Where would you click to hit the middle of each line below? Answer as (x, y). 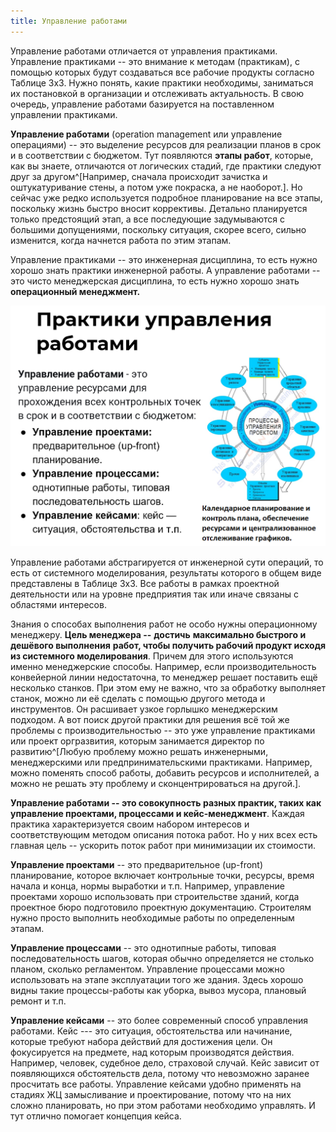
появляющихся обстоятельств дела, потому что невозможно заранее (160, 1073)
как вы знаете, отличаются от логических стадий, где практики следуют (166, 166)
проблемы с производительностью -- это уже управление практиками (163, 730)
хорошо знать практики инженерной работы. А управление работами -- (165, 270)
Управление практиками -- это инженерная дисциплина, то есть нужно (164, 259)
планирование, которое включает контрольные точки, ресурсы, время (162, 875)
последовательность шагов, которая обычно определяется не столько (162, 958)
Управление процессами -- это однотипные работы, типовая (143, 947)
